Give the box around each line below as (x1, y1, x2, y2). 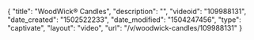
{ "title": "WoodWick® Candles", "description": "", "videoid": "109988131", (7, 7, 247, 16)
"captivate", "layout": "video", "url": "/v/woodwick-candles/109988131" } (7, 24, 243, 32)
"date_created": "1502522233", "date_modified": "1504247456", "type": (7, 15, 242, 24)
